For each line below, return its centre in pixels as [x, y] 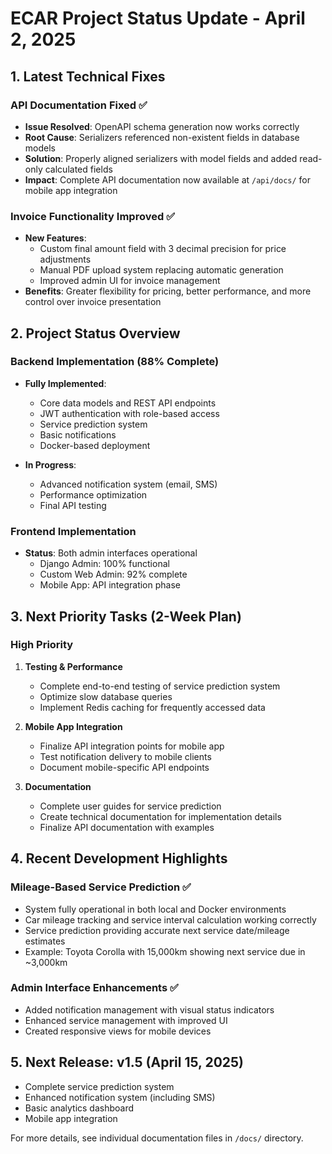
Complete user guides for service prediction [130, 806]
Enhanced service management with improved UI [126, 1020]
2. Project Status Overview [95, 333]
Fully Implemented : [65, 383]
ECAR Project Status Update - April [158, 18]
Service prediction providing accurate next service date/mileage [157, 930]
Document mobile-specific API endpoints [124, 767]
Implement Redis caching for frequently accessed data [152, 707]
